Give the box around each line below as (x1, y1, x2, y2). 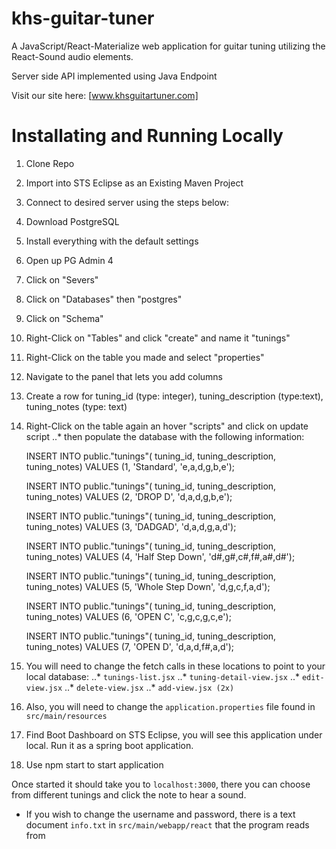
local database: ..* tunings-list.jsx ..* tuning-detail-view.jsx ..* (25, 670, 301, 682)
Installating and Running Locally (11, 125, 284, 147)
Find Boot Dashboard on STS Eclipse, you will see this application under (25, 728, 323, 741)
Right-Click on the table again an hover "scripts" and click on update (25, 420, 309, 432)
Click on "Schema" (25, 312, 104, 324)
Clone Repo (25, 157, 75, 169)
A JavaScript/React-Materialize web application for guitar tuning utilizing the (11, 40, 326, 52)
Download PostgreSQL (25, 215, 120, 227)
